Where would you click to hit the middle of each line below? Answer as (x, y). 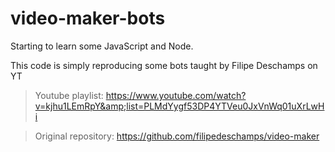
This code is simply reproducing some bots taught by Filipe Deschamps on (164, 65)
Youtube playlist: (69, 95)
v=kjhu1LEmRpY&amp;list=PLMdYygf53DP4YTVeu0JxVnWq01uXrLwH (179, 106)
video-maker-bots (88, 18)
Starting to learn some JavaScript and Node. (102, 46)
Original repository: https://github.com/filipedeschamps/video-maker (177, 136)
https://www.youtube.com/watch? (176, 95)
